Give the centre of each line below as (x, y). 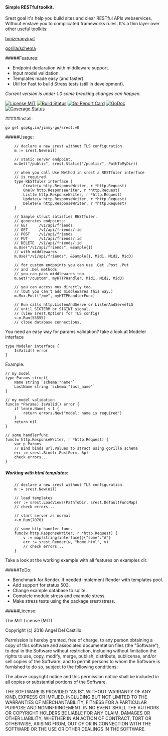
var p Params (28, 444)
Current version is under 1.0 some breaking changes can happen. (73, 94)
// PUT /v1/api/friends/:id (48, 239)
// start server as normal (42, 516)
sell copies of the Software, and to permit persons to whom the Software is (83, 662)
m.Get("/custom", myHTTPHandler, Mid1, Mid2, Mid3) (69, 278)
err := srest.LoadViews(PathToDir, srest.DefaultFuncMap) (76, 503)
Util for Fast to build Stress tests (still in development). (68, 84)
